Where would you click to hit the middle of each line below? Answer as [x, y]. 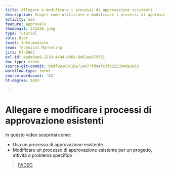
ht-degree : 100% [22, 80]
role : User [17, 38]
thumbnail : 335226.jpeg [30, 29]
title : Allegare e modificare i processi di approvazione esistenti [79, 10]
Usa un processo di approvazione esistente [58, 144]
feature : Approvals [26, 24]
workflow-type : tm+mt [28, 71]
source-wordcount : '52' [30, 76]
